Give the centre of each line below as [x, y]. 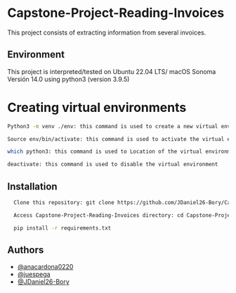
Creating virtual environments [97, 107]
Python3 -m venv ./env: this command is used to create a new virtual [113, 126]
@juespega [34, 274]
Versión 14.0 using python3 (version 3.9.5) [68, 79]
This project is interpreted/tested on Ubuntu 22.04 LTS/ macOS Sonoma [112, 71]
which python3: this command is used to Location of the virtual [105, 152]
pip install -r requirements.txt [63, 228]
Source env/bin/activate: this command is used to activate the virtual [116, 139]
